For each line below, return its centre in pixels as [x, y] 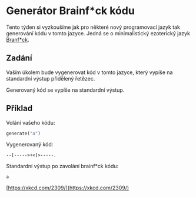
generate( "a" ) [24, 133]
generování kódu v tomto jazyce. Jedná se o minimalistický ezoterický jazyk [98, 33]
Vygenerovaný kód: [30, 145]
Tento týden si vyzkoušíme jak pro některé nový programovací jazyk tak [93, 27]
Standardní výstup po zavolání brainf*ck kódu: [62, 166]
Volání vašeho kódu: [31, 122]
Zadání [19, 58]
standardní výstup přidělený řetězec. [51, 78]
